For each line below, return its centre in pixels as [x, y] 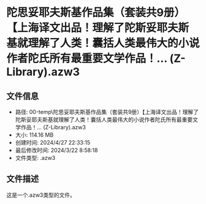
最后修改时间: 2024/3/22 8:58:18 [56, 150]
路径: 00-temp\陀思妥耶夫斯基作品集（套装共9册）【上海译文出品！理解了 [107, 112]
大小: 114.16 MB [34, 135]
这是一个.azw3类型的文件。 [41, 195]
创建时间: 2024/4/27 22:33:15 [53, 142]
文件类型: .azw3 [35, 158]
